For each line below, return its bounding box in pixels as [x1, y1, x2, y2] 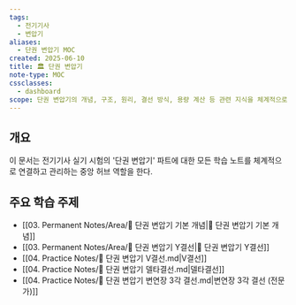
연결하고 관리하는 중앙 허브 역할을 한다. [18, 166, 153, 177]
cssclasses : [9, 79, 53, 88]
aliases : [9, 37, 42, 47]
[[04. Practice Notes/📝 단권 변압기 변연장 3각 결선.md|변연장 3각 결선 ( [21, 275, 271, 286]
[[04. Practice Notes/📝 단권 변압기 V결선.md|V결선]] [21, 253, 208, 263]
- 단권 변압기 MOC [17, 46, 76, 55]
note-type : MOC [9, 71, 65, 80]
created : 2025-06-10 [9, 54, 86, 63]
